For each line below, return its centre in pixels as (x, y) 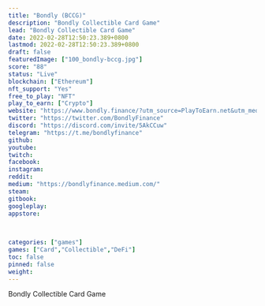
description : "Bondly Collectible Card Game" (84, 23)
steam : (19, 191)
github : (21, 140)
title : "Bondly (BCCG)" (47, 15)
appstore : (24, 214)
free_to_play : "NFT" (42, 96)
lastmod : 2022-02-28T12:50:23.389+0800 (74, 45)
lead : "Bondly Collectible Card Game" (72, 30)
